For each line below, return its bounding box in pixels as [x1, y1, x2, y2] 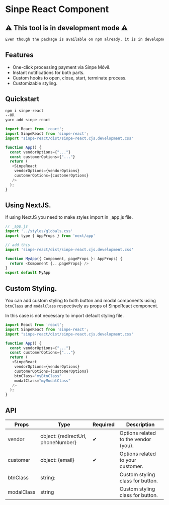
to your [119, 456, 137, 463]
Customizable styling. [12, 80, 58, 86]
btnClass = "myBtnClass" [14, 373, 62, 378]
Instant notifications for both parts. [12, 69, 84, 75]
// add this [5, 242, 30, 247]
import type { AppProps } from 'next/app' [5, 233, 96, 238]
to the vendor [119, 436, 151, 443]
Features [5, 51, 34, 59]
